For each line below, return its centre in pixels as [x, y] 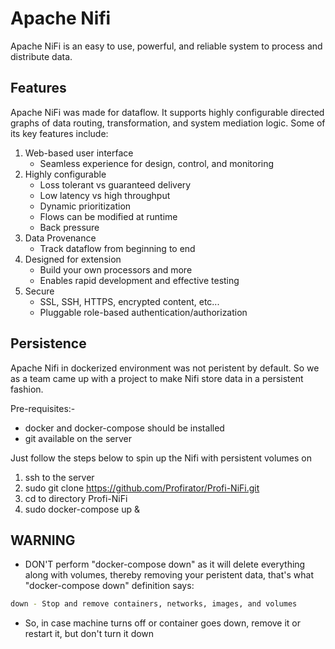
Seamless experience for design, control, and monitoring [157, 163]
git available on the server [78, 438]
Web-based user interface [79, 153]
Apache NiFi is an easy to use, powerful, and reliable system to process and [166, 46]
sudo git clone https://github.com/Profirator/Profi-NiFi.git [142, 488]
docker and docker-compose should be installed [124, 428]
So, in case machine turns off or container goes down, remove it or [163, 623]
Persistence [48, 343]
